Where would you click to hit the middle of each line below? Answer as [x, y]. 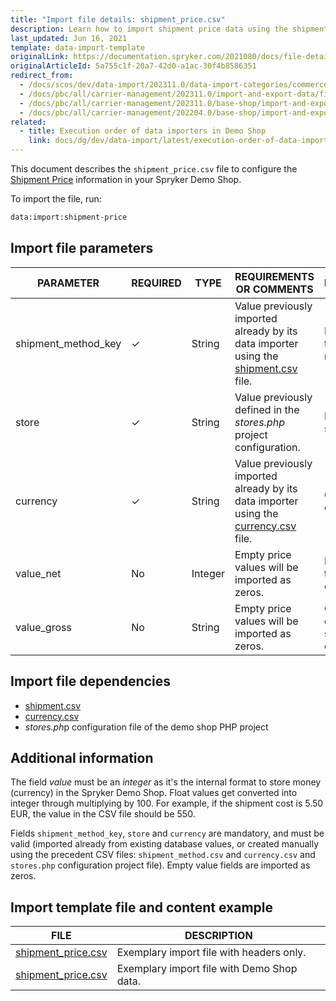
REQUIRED [156, 283]
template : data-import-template [77, 47]
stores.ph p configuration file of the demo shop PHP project [146, 727]
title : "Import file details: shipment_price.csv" [118, 19]
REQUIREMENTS [274, 276]
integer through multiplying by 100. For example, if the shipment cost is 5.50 [167, 803]
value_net [38, 573]
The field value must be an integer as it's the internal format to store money [166, 782]
